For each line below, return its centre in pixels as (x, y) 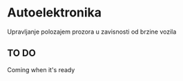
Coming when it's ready (41, 69)
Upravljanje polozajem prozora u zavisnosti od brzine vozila (92, 32)
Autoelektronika (55, 13)
